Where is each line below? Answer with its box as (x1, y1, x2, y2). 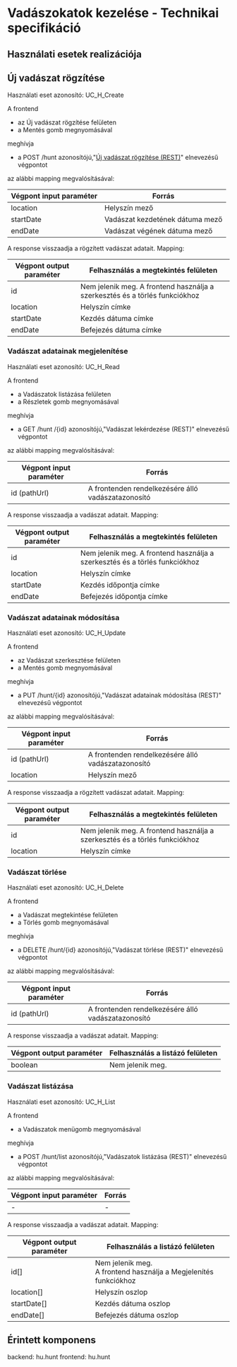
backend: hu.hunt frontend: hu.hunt (7, 1353, 111, 1361)
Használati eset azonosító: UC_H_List (7, 1098, 116, 1106)
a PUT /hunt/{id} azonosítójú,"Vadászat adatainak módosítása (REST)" (17, 691, 222, 699)
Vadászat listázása (7, 1081, 74, 1091)
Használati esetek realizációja (7, 48, 142, 60)
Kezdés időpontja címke (80, 580, 160, 590)
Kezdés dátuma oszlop (95, 1298, 171, 1308)
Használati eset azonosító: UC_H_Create (7, 91, 125, 100)
